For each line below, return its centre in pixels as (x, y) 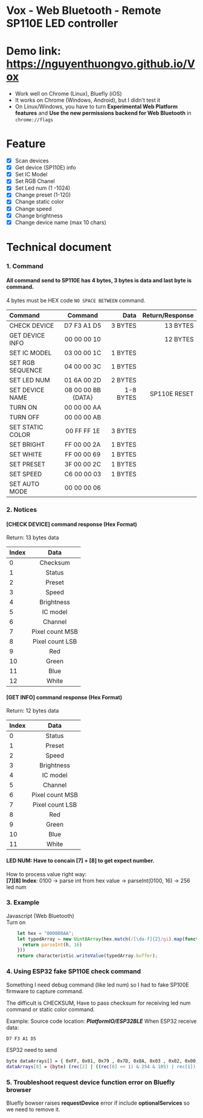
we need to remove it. (33, 1110)
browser (19, 1090)
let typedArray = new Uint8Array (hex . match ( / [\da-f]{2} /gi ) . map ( (101, 939)
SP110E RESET (172, 394)
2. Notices (22, 510)
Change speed (33, 208)
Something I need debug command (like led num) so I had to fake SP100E (98, 985)
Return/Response (168, 315)
